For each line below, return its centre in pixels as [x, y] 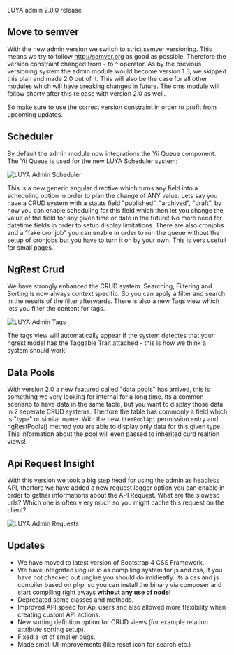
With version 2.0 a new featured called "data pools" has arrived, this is [109, 389]
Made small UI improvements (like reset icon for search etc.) [104, 644]
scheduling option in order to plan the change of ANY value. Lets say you [112, 195]
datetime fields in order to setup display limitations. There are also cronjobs [116, 225]
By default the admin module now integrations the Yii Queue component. [112, 153]
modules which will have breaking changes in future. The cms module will [114, 86]
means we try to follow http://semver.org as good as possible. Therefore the [117, 56]
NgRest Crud [36, 270]
